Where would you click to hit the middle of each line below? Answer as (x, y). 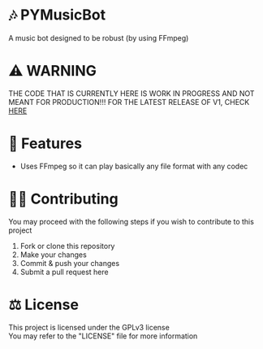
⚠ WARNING (53, 71)
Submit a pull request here (64, 272)
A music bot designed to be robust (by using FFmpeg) (99, 37)
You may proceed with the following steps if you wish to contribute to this (131, 221)
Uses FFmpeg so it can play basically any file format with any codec (134, 166)
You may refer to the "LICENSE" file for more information (103, 336)
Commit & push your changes (70, 263)
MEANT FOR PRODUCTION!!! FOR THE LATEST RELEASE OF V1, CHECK (129, 102)
